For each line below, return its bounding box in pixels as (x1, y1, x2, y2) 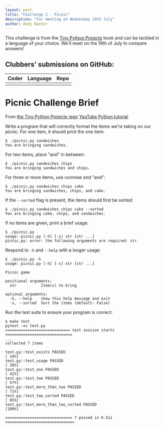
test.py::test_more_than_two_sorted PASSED (5, 402, 97, 407)
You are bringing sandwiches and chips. (5, 165, 91, 170)
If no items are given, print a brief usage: (5, 220, 89, 225)
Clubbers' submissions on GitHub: (5, 60, 115, 68)
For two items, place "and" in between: (5, 151, 85, 157)
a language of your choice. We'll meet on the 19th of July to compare (5, 40, 147, 46)
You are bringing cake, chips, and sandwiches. (5, 211, 106, 216)
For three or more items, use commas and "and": (5, 174, 106, 180)
